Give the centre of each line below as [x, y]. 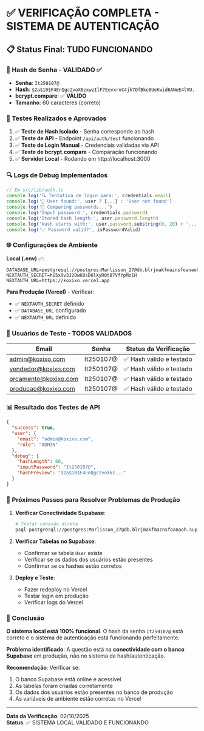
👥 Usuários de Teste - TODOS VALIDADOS [69, 333]
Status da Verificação [158, 349]
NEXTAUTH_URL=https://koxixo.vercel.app [58, 280]
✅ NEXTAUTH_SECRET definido [49, 303]
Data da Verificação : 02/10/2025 [48, 716]
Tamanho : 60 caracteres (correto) [58, 103]
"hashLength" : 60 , [40, 462]
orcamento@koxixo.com [44, 379]
